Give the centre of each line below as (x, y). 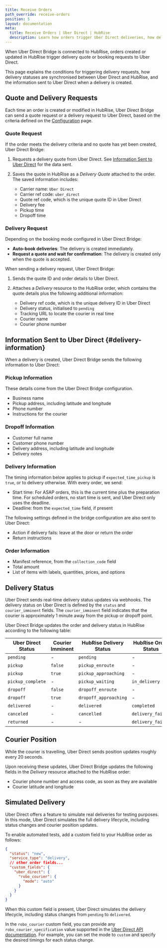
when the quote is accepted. (42, 259)
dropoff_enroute (98, 690)
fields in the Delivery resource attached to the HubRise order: (68, 772)
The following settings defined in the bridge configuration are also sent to (80, 517)
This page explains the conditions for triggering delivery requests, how (78, 72)
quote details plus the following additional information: (68, 293)
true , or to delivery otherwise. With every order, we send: (64, 482)
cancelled (90, 714)
